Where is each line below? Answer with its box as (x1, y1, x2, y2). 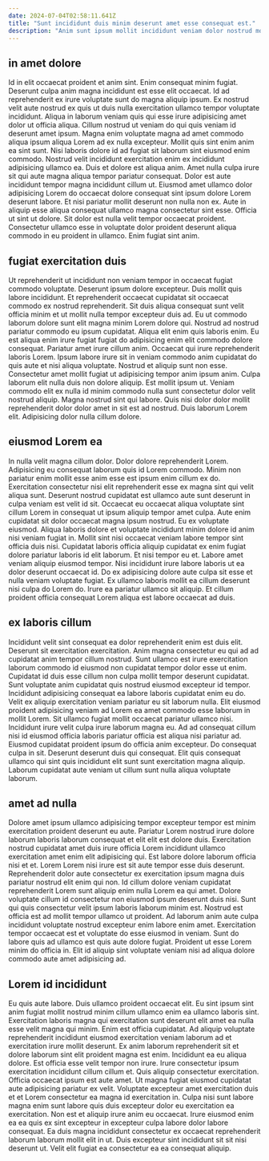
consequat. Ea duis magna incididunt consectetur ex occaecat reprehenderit (8, 1127, 261, 1136)
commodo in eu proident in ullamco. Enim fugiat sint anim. (8, 231, 200, 241)
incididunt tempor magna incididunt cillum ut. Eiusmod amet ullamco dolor (8, 180, 253, 189)
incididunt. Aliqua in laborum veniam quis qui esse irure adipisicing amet (8, 111, 247, 121)
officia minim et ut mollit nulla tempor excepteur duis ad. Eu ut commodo (8, 309, 247, 319)
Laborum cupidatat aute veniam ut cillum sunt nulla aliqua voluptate (8, 765, 231, 775)
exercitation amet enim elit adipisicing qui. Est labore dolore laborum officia (8, 852, 256, 862)
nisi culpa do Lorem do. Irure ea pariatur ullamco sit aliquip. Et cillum (8, 584, 234, 593)
